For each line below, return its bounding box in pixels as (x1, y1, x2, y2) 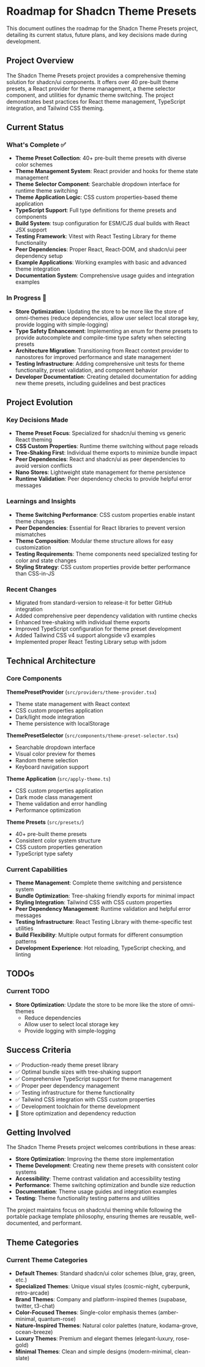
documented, (6, 1220, 40, 1227)
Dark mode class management (15, 793, 93, 800)
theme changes (15, 517, 55, 525)
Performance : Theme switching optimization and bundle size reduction (15, 1182, 196, 1189)
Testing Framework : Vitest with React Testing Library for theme (15, 233, 176, 240)
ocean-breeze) (15, 1328, 53, 1336)
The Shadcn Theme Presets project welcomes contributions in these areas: (6, 1144, 196, 1151)
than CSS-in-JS (15, 570, 55, 577)
